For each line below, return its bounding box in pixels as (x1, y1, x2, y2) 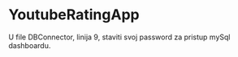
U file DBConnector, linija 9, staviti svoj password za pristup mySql (8, 32, 231, 42)
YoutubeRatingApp (8, 6, 140, 24)
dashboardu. (8, 40, 51, 50)
